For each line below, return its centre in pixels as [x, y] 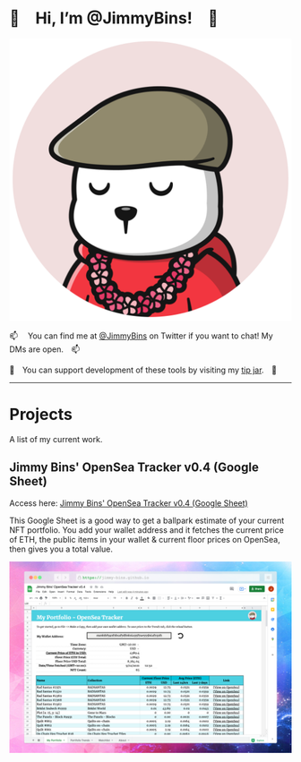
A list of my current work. [56, 439]
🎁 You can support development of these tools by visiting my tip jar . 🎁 [143, 370]
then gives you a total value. [61, 549]
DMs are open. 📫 [45, 349]
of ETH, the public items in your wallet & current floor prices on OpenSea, [145, 539]
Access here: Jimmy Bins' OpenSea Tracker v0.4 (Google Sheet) [129, 503]
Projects [41, 415]
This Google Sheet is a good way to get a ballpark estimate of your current [147, 520]
